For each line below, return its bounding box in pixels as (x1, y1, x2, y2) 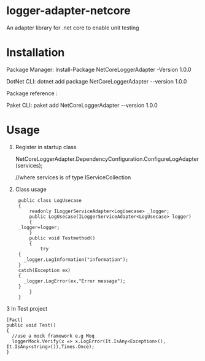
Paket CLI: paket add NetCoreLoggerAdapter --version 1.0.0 (6, 101, 158, 109)
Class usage (15, 185, 47, 193)
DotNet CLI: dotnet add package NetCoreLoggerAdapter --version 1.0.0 (6, 77, 187, 85)
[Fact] (6, 317, 23, 323)
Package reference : (6, 90, 58, 97)
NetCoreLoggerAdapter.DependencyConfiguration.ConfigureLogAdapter (15, 155, 199, 163)
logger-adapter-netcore (6, 4, 131, 18)
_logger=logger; (18, 224, 60, 230)
